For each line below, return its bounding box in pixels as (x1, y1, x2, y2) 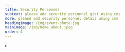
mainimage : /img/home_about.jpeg (5, 25, 73, 30)
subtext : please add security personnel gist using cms (5, 12, 121, 16)
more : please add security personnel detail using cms (5, 16, 119, 21)
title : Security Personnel (5, 7, 60, 12)
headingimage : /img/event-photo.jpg (5, 20, 79, 26)
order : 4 (5, 29, 23, 34)
